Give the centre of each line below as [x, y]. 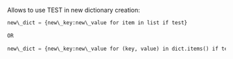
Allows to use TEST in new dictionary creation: [74, 10]
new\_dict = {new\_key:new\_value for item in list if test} [97, 23]
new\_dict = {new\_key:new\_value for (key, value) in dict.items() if [113, 49]
